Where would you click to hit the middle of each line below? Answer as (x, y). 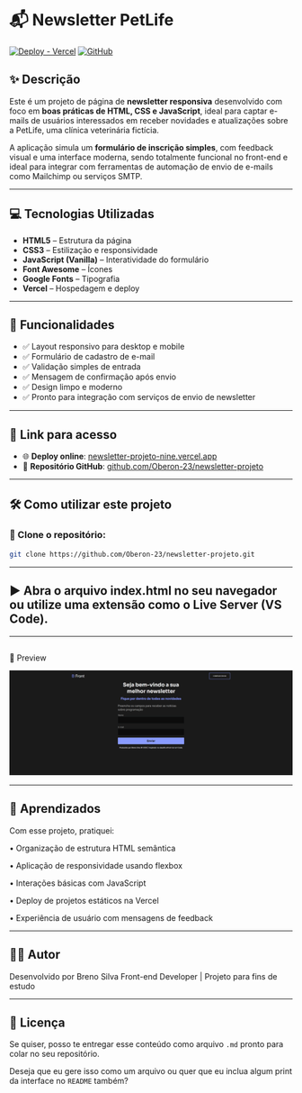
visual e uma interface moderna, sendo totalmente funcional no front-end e (149, 157)
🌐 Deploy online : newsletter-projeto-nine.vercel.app (120, 456)
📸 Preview (28, 658)
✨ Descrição (45, 80)
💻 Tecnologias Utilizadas (82, 214)
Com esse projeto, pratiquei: (62, 830)
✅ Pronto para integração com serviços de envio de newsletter (139, 397)
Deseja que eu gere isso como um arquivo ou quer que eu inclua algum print (151, 1071)
